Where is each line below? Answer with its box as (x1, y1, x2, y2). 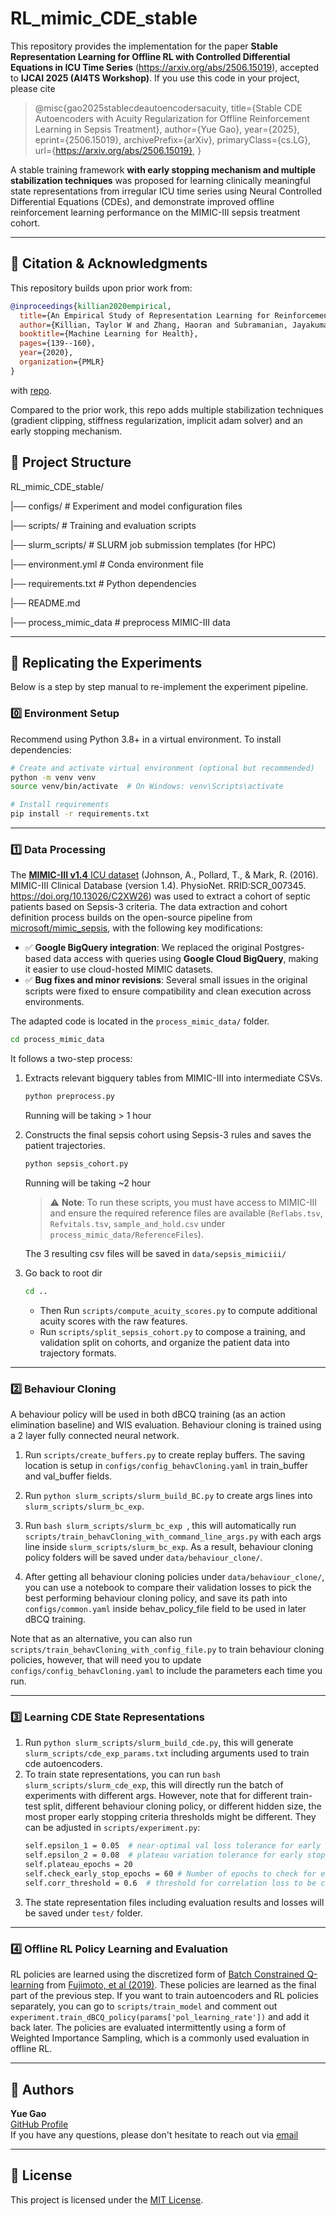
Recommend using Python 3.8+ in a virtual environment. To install (10, 733, 282, 745)
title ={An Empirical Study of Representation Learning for (19, 310, 271, 321)
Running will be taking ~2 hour (24, 1177, 151, 1189)
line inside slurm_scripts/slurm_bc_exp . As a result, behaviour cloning (24, 1541, 314, 1553)
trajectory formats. (39, 1347, 117, 1359)
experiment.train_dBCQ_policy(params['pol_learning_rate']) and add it (10, 2011, 310, 2023)
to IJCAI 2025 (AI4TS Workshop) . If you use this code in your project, (10, 72, 300, 84)
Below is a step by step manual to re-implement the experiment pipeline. (10, 681, 309, 693)
